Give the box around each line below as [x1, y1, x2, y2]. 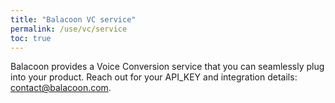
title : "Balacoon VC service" [10, 14, 137, 25]
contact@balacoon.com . [10, 82, 112, 94]
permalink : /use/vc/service [10, 24, 128, 34]
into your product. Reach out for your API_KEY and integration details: [10, 71, 298, 83]
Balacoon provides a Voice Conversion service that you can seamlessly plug [10, 61, 325, 73]
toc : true [10, 33, 52, 43]
